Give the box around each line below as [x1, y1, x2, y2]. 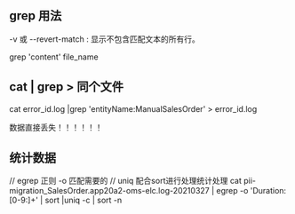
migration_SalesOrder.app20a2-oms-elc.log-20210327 [9, 186, 211, 196]
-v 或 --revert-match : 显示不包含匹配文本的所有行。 [9, 34, 200, 44]
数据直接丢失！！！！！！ [9, 122, 103, 132]
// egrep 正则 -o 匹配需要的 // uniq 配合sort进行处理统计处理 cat [9, 176, 242, 186]
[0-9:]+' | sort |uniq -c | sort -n [9, 194, 123, 206]
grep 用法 [9, 8, 62, 24]
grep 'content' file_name [9, 52, 100, 62]
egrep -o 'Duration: [216, 186, 287, 196]
